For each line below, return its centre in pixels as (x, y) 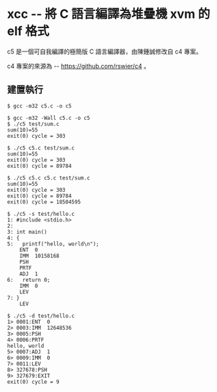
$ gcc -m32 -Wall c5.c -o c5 (49, 118)
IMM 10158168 (39, 256)
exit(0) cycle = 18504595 (44, 202)
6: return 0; (29, 280)
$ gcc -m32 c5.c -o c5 (39, 106)
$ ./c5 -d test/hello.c (41, 316)
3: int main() (27, 232)
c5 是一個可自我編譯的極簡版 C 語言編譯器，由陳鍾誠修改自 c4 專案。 (105, 51)
